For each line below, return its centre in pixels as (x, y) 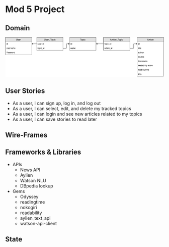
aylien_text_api (35, 218)
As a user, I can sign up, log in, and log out (57, 103)
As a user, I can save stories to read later (55, 119)
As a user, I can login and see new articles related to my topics (77, 114)
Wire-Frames (26, 135)
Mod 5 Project (35, 9)
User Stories (25, 91)
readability (31, 213)
